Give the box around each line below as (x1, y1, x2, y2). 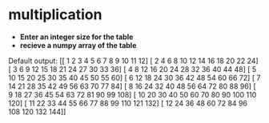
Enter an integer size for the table (19, 32, 134, 42)
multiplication (8, 6, 102, 24)
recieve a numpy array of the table (19, 40, 137, 50)
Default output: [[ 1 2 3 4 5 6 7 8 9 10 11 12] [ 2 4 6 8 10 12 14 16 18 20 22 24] (8, 56, 259, 65)
